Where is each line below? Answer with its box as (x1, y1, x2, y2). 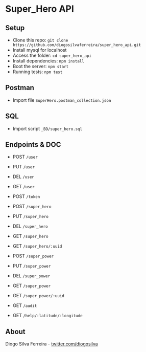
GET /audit (12, 302, 37, 309)
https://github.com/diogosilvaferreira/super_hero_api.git (12, 42, 141, 48)
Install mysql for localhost (12, 47, 67, 53)
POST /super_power (12, 253, 54, 259)
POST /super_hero (12, 203, 52, 210)
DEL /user (12, 173, 34, 180)
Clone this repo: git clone (12, 37, 68, 43)
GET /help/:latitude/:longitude (12, 313, 83, 319)
